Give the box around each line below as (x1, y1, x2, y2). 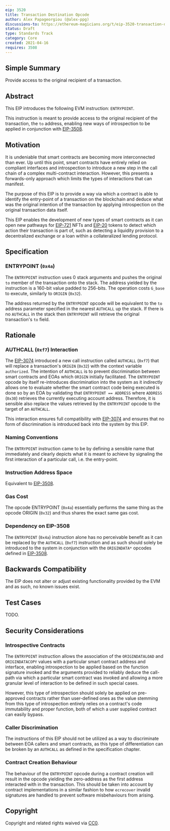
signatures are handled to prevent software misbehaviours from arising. (5, 792, 154, 798)
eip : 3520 (5, 7, 26, 13)
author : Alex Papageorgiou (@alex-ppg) (5, 17, 90, 22)
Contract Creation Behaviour (5, 759, 77, 766)
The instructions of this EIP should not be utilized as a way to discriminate (5, 735, 159, 742)
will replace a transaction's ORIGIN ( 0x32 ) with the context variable (5, 363, 143, 369)
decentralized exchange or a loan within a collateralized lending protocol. (5, 233, 158, 239)
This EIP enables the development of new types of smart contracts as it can (5, 217, 163, 223)
